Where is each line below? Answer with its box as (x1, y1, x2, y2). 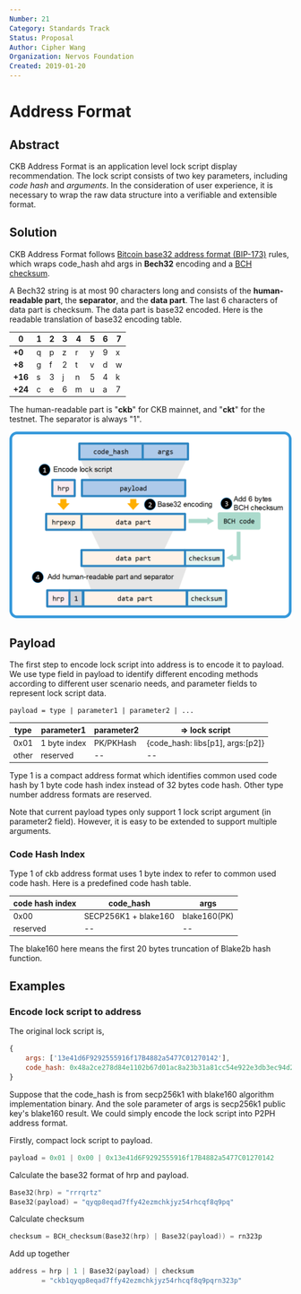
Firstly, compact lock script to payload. (9, 1134, 153, 1145)
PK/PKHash (93, 738, 137, 749)
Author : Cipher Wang (9, 43, 87, 52)
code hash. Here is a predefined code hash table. (9, 878, 192, 889)
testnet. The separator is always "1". (9, 413, 142, 424)
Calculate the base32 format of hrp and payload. (9, 1169, 190, 1180)
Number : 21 (9, 14, 50, 23)
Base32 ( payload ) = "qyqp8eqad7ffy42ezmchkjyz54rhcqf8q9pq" (9, 1197, 235, 1206)
